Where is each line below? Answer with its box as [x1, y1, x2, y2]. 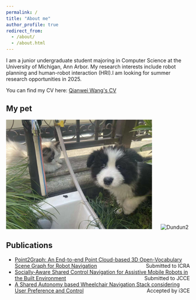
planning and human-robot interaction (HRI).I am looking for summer [6, 69, 171, 76]
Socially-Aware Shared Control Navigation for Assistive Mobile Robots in [14, 268, 188, 275]
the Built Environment [14, 274, 66, 281]
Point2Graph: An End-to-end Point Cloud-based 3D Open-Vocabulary [14, 256, 183, 263]
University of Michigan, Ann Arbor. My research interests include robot [6, 63, 176, 70]
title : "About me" [6, 15, 51, 22]
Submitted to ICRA [145, 262, 190, 269]
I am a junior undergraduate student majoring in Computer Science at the [6, 57, 182, 64]
